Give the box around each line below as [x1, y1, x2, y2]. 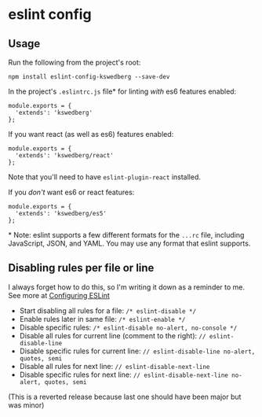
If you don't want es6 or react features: [8, 187, 135, 197]
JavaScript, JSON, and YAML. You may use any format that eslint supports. [8, 238, 251, 248]
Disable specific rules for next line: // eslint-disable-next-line [19, 370, 229, 379]
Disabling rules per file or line [8, 261, 155, 275]
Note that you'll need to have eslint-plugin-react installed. [8, 172, 202, 182]
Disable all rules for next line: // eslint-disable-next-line [19, 361, 210, 371]
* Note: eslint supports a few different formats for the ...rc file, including [8, 231, 245, 239]
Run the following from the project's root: [8, 57, 141, 67]
